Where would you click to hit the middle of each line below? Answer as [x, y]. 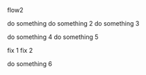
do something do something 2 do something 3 [73, 23]
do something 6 [30, 64]
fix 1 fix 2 [20, 50]
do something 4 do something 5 [53, 37]
